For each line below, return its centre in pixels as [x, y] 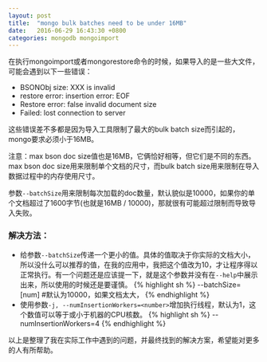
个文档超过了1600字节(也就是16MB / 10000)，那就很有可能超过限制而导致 [129, 203]
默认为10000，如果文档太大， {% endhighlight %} [128, 294]
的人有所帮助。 [33, 350]
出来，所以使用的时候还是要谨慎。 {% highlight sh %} [108, 285]
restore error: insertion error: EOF [75, 96]
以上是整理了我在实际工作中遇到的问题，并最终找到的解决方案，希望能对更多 [134, 340]
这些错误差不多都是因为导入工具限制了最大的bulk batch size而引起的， [124, 129]
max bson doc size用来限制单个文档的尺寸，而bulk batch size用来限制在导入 [134, 166]
